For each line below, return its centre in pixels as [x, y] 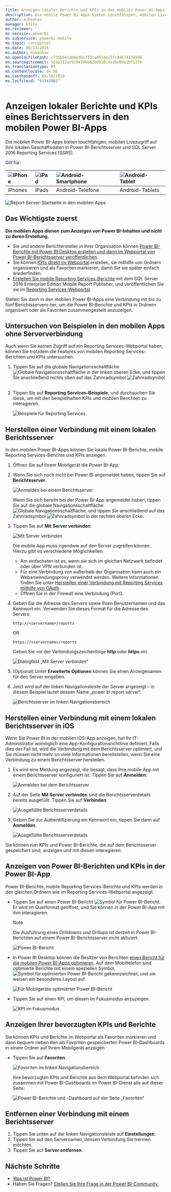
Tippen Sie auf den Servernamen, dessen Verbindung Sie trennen [82, 1140]
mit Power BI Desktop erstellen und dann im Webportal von [93, 251]
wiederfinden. [27, 273]
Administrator [20, 743]
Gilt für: [13, 162]
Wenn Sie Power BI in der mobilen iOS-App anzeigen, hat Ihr [68, 738]
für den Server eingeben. [39, 677]
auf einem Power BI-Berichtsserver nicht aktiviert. [87, 938]
